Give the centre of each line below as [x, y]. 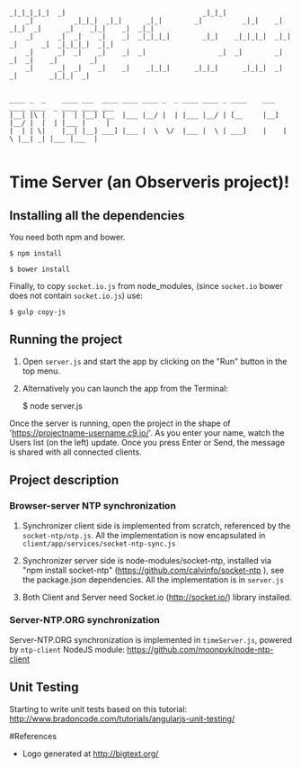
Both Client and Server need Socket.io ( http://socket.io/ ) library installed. [157, 597]
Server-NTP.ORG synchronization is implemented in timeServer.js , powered [150, 639]
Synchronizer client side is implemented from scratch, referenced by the [156, 525]
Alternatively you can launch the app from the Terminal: [125, 388]
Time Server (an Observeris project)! [150, 182]
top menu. [41, 371]
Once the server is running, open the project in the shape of [120, 423]
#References [33, 736]
